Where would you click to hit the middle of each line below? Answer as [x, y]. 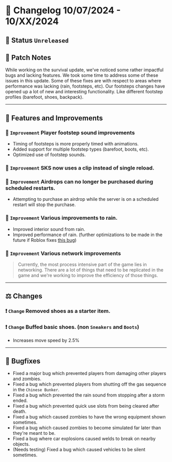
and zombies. [27, 379]
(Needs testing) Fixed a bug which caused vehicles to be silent [79, 450]
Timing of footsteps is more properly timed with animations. [76, 144]
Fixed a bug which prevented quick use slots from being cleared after [86, 406]
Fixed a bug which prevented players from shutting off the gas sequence [89, 384]
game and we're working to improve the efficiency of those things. [88, 275]
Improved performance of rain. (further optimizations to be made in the [88, 235]
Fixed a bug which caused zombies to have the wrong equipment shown [89, 417]
